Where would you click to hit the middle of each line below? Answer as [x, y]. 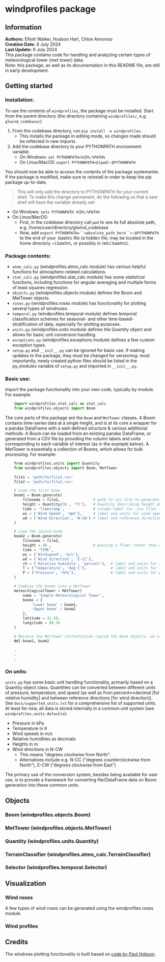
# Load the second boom [38, 531]
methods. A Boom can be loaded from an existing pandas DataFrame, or [78, 433]
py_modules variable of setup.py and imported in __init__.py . [75, 366]
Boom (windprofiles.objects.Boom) [48, 815]
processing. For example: [31, 455]
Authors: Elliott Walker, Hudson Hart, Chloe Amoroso [59, 39]
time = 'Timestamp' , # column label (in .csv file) [90, 509]
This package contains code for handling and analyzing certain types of [78, 55]
